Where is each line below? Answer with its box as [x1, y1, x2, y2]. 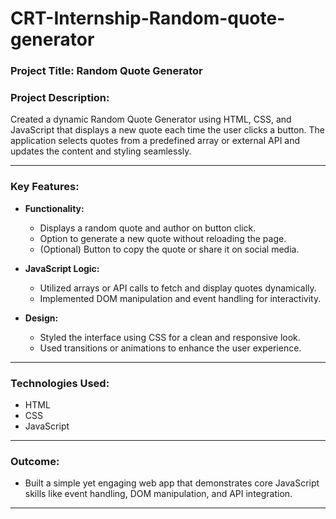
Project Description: [10, 91, 110, 105]
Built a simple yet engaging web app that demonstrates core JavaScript [24, 477, 320, 489]
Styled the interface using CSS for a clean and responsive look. [39, 331, 301, 343]
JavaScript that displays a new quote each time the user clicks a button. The [10, 124, 326, 136]
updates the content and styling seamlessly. [10, 145, 192, 157]
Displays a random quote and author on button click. [39, 222, 257, 234]
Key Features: [10, 180, 80, 194]
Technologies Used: [10, 376, 110, 390]
